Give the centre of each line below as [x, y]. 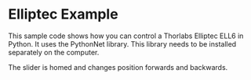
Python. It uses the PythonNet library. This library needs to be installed [122, 43]
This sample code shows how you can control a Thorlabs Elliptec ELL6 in [126, 36]
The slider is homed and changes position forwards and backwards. [118, 67]
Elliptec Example [64, 14]
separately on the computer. [54, 52]
